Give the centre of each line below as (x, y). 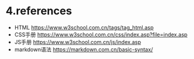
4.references (39, 11)
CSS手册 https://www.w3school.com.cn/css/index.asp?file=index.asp (101, 35)
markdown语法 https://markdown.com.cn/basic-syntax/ (83, 49)
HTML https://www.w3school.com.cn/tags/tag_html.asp (84, 27)
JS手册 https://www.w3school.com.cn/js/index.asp (78, 42)
